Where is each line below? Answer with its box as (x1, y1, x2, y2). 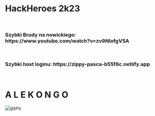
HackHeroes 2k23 (5, 3, 80, 14)
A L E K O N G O (5, 89, 69, 100)
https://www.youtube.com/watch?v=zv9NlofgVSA (5, 37, 129, 44)
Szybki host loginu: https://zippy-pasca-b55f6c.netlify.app (5, 61, 150, 68)
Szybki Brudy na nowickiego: (5, 31, 76, 38)
